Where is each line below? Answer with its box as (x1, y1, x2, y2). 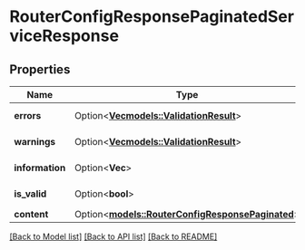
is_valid (14, 187, 47, 200)
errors (14, 110, 42, 121)
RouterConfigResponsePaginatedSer (9, 6, 295, 27)
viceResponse (9, 25, 120, 46)
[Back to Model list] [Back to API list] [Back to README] (9, 231, 218, 242)
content (14, 208, 49, 220)
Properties (9, 62, 71, 77)
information (14, 161, 66, 174)
